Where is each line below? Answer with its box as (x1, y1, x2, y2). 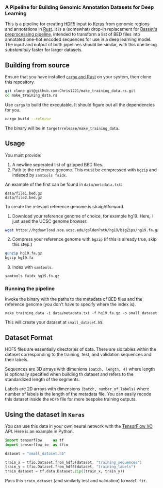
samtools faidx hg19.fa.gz (5, 274, 60, 279)
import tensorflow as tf (5, 437, 64, 443)
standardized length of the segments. (5, 377, 80, 382)
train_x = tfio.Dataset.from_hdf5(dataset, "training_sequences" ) (5, 460, 142, 465)
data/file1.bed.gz (5, 191, 42, 196)
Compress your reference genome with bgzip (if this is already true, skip (12, 236, 157, 242)
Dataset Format (5, 333, 53, 342)
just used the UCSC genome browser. (12, 218, 88, 224)
